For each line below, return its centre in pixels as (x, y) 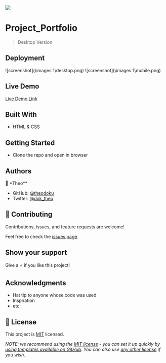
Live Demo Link (22, 99)
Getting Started (30, 143)
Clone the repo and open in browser (50, 155)
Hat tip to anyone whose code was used (54, 295)
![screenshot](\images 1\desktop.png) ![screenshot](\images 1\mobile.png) (83, 70)
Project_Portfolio (41, 28)
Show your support (36, 252)
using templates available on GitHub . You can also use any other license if (83, 350)
